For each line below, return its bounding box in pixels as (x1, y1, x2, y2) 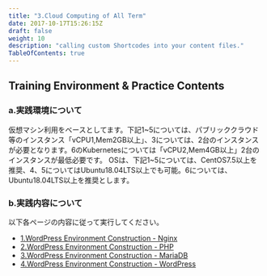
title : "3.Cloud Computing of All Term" (8, 11, 147, 20)
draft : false (8, 27, 53, 35)
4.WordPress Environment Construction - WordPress (19, 259, 197, 269)
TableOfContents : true (8, 49, 85, 57)
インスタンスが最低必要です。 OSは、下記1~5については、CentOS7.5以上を (8, 155, 257, 165)
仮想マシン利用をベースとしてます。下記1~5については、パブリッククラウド (8, 124, 259, 134)
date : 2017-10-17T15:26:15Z (8, 19, 104, 27)
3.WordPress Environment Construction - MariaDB (19, 250, 189, 260)
